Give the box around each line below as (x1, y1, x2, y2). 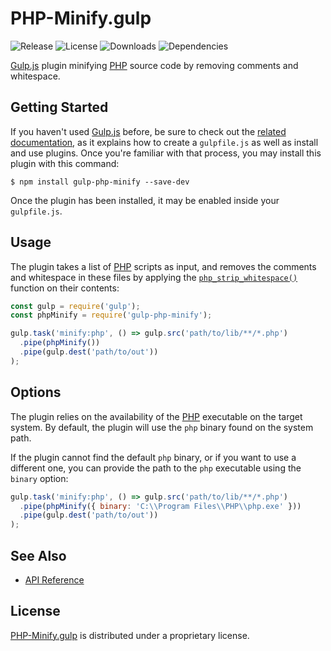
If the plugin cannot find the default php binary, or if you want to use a (10, 451, 297, 463)
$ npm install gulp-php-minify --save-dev (10, 177, 190, 187)
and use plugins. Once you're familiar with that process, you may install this (10, 147, 322, 159)
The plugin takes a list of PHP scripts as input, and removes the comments (10, 260, 317, 272)
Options (10, 384, 62, 401)
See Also (10, 547, 67, 564)
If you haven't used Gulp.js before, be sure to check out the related (10, 125, 287, 137)
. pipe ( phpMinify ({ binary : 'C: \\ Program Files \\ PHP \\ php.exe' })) (19, 501, 302, 511)
